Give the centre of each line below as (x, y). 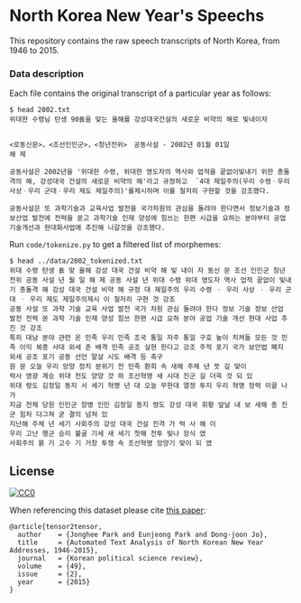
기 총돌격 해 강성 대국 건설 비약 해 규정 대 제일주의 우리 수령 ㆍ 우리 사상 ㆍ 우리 (146, 290)
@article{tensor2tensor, (56, 527)
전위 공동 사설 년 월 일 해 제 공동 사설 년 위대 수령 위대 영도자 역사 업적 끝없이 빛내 (150, 281)
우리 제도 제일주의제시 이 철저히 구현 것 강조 (103, 300)
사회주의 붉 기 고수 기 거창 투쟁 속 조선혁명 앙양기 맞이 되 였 (111, 443)
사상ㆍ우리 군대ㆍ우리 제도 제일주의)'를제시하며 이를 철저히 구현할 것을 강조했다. (140, 191)
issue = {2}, (50, 574)
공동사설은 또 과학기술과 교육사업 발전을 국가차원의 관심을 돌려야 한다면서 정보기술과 (145, 209)
